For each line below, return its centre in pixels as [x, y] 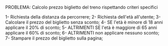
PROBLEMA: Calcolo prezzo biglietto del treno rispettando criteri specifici [81, 7]
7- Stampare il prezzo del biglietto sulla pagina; [54, 38]
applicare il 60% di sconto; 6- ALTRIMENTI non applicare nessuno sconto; [82, 33]
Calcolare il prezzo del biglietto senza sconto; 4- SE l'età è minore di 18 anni [84, 22]
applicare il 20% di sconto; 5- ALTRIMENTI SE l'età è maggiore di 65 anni [81, 27]
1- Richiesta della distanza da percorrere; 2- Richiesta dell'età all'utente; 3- [83, 17]
